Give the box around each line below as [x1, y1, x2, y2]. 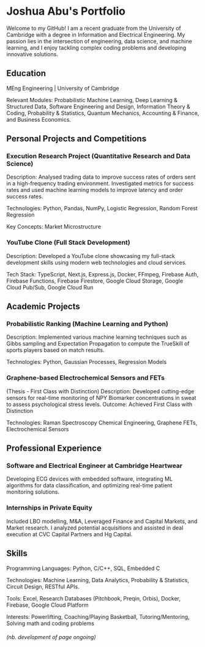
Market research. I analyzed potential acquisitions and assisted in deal [6, 524, 184, 531]
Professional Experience [6, 443, 102, 454]
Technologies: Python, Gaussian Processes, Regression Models [6, 358, 167, 366]
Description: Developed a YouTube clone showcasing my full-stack [6, 252, 176, 259]
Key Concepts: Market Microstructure [6, 223, 102, 231]
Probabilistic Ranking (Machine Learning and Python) [6, 320, 168, 328]
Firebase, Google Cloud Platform [6, 601, 89, 608]
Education [6, 68, 47, 79]
